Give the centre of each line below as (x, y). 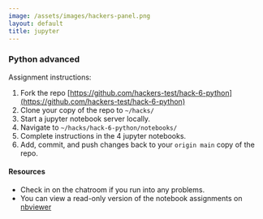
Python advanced (44, 59)
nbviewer (36, 207)
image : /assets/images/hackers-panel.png (80, 16)
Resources (27, 172)
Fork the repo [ (45, 92)
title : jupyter (34, 31)
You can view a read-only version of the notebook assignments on (131, 198)
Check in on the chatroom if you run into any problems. (112, 189)
